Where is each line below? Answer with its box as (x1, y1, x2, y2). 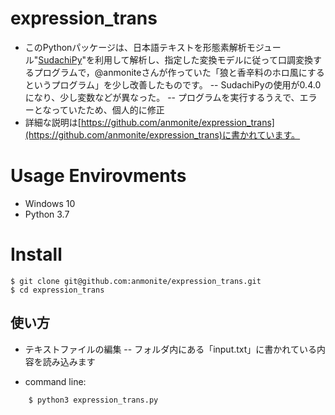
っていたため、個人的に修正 (51, 103, 165, 116)
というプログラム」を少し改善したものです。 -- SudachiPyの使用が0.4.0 (24, 78, 322, 91)
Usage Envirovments (10, 165, 187, 187)
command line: (24, 375, 87, 387)
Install (10, 243, 63, 266)
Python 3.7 (24, 208, 70, 220)
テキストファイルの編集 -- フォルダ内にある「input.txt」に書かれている (24, 343, 317, 355)
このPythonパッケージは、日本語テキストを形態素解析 (24, 41, 247, 53)
